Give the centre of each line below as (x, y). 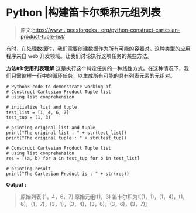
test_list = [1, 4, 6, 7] (37, 112)
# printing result (28, 169)
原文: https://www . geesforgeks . (60, 30)
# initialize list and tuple (42, 107)
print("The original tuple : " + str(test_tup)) (66, 138)
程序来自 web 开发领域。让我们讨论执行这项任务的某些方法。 (79, 56)
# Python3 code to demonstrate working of (59, 87)
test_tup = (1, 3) (28, 117)
